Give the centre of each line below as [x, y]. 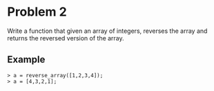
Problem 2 [37, 12]
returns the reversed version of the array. [66, 38]
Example [26, 60]
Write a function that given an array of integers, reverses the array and [107, 31]
